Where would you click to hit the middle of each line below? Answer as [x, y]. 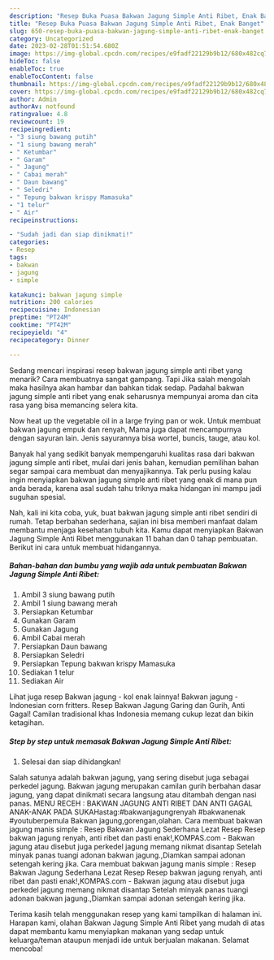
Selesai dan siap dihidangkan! [71, 762]
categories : [29, 242]
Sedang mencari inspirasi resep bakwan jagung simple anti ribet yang [126, 370]
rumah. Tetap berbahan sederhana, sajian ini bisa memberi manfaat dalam [134, 521]
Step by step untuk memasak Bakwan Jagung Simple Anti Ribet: [121, 741]
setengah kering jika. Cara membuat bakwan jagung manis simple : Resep [133, 864]
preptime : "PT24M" [40, 318]
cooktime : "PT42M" [40, 325]
